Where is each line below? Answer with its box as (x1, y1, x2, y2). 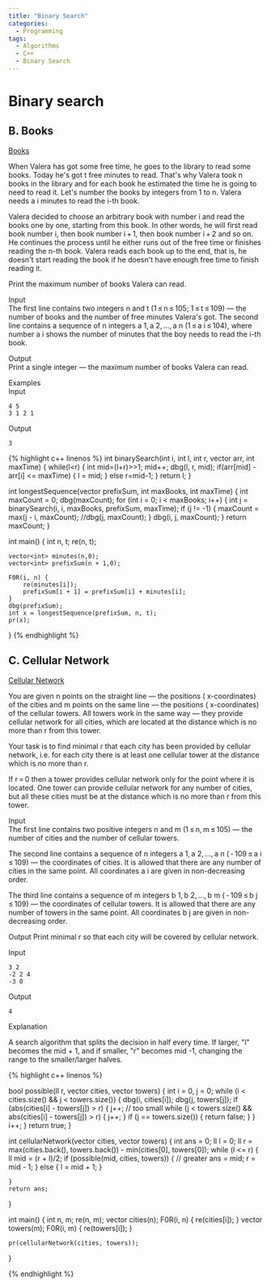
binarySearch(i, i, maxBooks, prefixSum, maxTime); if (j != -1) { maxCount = (8, 504, 260, 513)
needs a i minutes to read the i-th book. (8, 195, 140, 205)
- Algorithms (15, 42, 60, 50)
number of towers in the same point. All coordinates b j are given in (8, 907, 232, 917)
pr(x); (8, 616, 31, 624)
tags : (8, 34, 27, 43)
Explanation (8, 1021, 48, 1031)
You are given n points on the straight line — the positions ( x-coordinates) (8, 691, 256, 701)
